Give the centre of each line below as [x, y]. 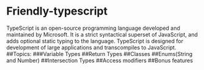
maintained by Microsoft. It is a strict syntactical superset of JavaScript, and [102, 34]
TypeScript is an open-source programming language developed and [93, 28]
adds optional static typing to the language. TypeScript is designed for [95, 41]
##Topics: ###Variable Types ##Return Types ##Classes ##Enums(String [100, 54]
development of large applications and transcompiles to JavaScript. [91, 47]
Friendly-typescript [57, 11]
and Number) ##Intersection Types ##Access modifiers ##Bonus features [100, 60]
